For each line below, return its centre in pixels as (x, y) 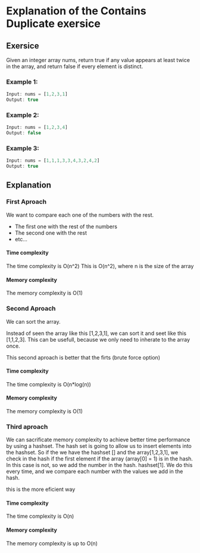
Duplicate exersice (54, 24)
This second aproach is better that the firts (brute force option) (83, 357)
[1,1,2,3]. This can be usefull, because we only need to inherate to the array (98, 339)
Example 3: (23, 149)
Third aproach (27, 426)
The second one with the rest (51, 233)
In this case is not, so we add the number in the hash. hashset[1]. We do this (99, 465)
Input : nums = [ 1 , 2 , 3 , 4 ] (37, 128)
